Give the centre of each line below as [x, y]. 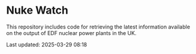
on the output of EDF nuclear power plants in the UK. [71, 33]
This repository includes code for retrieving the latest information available [98, 27]
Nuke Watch [37, 10]
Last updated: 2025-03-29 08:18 [47, 45]
